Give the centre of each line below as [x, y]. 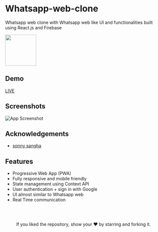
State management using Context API [51, 184]
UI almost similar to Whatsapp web [48, 195]
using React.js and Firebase [34, 27]
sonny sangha [27, 146]
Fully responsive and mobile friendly [49, 179]
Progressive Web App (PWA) [42, 173]
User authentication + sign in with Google [55, 189]
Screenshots [25, 107]
